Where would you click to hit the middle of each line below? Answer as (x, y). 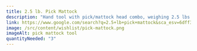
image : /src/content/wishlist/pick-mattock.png (65, 28)
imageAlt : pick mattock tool (42, 33)
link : (13, 22)
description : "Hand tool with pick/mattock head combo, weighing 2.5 (93, 17)
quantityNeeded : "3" (31, 39)
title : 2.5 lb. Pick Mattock (42, 11)
